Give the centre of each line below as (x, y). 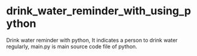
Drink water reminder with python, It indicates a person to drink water (92, 40)
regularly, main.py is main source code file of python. (72, 46)
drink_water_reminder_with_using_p (99, 11)
